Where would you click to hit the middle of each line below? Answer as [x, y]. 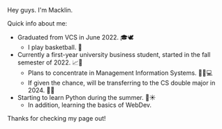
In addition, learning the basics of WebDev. [90, 105]
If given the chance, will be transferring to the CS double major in [121, 83]
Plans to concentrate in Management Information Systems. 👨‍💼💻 [120, 73]
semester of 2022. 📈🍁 [50, 62]
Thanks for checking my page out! [57, 118]
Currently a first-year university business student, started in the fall [114, 54]
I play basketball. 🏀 [55, 47]
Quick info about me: [37, 23]
